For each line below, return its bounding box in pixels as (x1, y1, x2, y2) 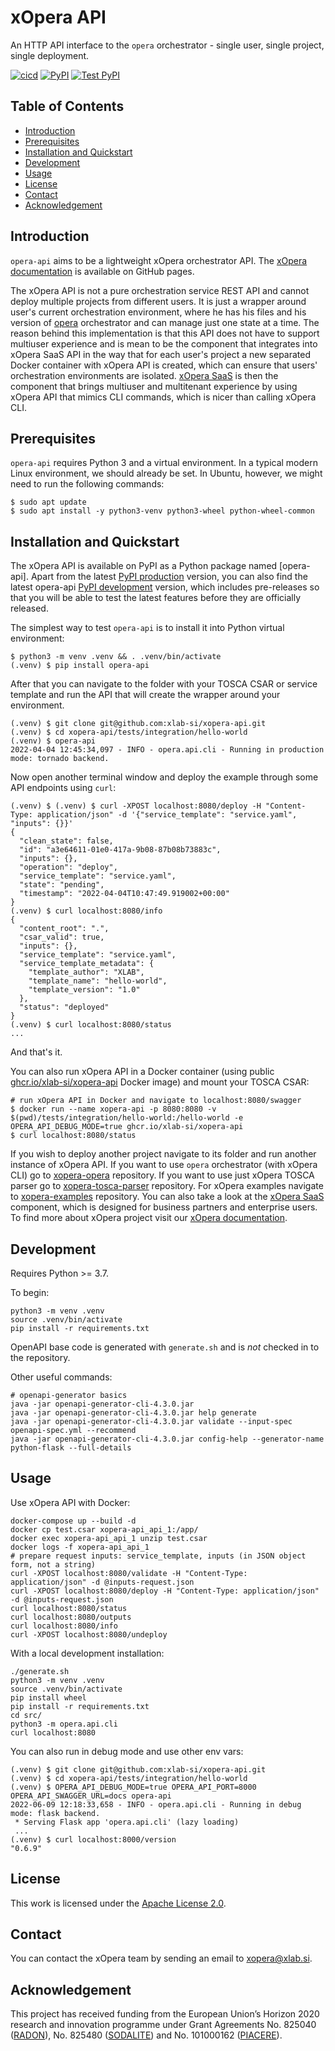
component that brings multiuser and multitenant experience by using (10, 380, 298, 392)
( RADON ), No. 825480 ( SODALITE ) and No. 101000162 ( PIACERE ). (10, 2029, 283, 2041)
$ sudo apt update (10, 497, 87, 508)
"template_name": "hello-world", (28, 976, 168, 986)
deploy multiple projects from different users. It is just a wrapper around (10, 295, 307, 307)
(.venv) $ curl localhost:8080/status (10, 1020, 172, 1030)
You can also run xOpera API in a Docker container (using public (10, 1066, 275, 1078)
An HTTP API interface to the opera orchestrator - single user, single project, (10, 39, 325, 51)
